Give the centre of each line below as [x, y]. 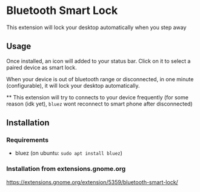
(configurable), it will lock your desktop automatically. [73, 85]
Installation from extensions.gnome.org [66, 169]
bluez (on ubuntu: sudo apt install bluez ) [69, 153]
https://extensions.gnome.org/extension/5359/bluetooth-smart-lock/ [92, 182]
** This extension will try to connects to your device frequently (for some [98, 97]
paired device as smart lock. [42, 67]
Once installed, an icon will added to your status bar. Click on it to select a [98, 61]
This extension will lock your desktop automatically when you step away [96, 27]
